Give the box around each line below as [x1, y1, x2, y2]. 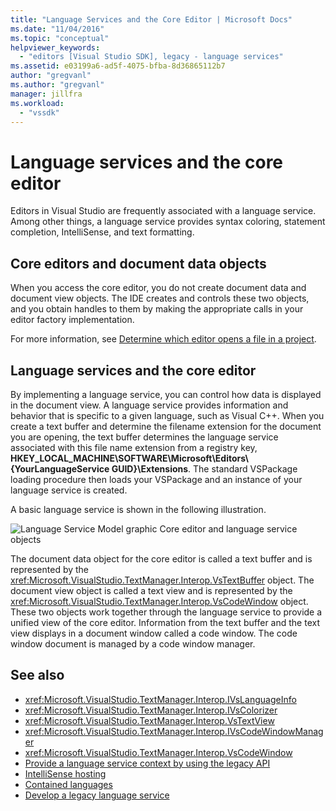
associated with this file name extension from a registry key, [10, 441, 258, 453]
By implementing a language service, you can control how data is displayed [10, 388, 322, 400]
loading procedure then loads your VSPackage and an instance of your [10, 473, 303, 485]
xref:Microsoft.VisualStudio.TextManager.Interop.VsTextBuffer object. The [10, 574, 315, 586]
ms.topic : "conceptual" [10, 33, 110, 43]
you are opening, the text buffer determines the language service [10, 431, 279, 443]
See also [10, 667, 65, 684]
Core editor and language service [159, 522, 298, 535]
